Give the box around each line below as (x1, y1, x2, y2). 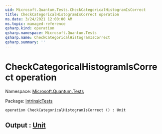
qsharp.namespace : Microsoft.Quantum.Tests (5, 30, 97, 35)
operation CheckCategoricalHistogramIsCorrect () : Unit (5, 108, 126, 113)
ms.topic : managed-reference (5, 21, 66, 26)
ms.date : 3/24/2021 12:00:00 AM (5, 16, 72, 21)
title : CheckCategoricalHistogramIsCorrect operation (5, 12, 120, 17)
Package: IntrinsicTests (5, 98, 53, 104)
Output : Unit (5, 121, 46, 130)
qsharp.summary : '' (5, 40, 46, 45)
